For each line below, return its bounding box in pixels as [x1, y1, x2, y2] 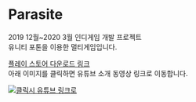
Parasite [8, 5, 64, 24]
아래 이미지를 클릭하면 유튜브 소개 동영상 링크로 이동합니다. [8, 68, 188, 78]
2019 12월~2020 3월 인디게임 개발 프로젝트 [8, 32, 143, 42]
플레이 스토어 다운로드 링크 [8, 59, 90, 68]
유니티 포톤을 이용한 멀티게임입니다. [8, 42, 118, 52]
